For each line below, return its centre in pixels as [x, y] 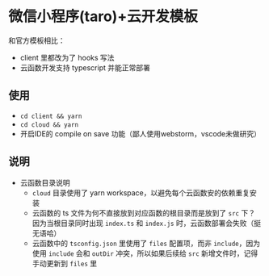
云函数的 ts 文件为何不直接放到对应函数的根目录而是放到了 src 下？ [144, 213]
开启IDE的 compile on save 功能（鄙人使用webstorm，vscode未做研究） [140, 133]
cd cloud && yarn [49, 125]
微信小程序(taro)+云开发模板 [103, 17]
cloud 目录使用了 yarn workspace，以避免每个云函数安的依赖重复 [141, 192]
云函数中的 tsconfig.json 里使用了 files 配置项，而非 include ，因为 [146, 243]
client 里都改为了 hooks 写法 [67, 57]
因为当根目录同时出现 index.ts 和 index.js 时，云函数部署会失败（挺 [146, 223]
